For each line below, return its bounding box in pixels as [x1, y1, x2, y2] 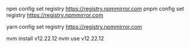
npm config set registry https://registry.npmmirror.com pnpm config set [6, 5, 184, 12]
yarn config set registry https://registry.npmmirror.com [6, 23, 142, 30]
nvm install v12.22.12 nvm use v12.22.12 [6, 35, 104, 42]
